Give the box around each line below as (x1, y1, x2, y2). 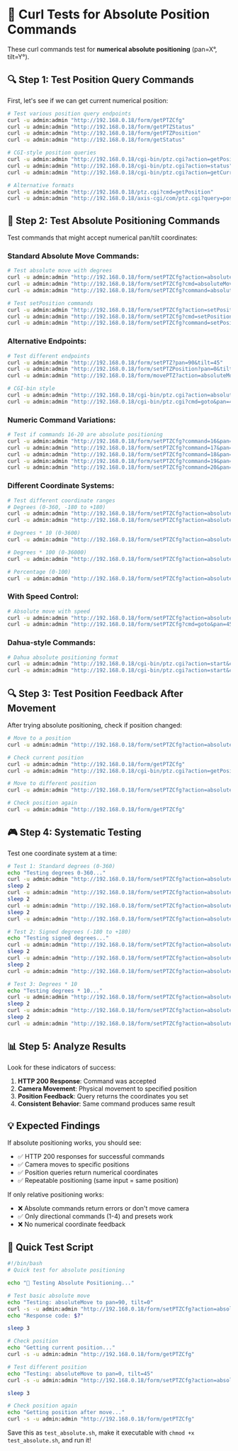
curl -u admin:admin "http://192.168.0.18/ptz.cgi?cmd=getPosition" (7, 188, 214, 196)
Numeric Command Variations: (7, 415, 116, 425)
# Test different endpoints (7, 352, 91, 360)
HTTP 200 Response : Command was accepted (17, 1077, 157, 1085)
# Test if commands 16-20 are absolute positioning (7, 431, 163, 438)
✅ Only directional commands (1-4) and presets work (17, 1212, 174, 1221)
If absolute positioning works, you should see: (7, 1138, 142, 1147)
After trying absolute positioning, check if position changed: (7, 721, 182, 730)
